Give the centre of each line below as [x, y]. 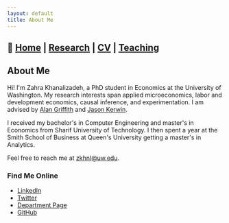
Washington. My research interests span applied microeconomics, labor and [115, 95]
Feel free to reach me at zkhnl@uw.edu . [63, 158]
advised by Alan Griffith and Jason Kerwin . [68, 109]
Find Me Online [33, 176]
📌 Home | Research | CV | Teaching [83, 48]
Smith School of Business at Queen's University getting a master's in [104, 137]
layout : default [30, 13]
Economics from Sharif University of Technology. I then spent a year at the [112, 130]
